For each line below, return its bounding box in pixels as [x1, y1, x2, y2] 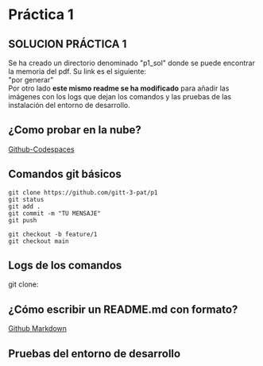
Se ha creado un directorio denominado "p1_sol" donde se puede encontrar [8, 58, 256, 67]
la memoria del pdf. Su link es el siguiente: [8, 67, 147, 76]
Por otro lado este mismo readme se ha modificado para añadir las [8, 83, 230, 93]
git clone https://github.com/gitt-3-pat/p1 [8, 188, 158, 196]
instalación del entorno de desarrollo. [8, 101, 131, 110]
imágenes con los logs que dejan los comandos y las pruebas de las [8, 92, 232, 101]
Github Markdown [8, 324, 68, 333]
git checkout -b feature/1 [8, 230, 98, 238]
